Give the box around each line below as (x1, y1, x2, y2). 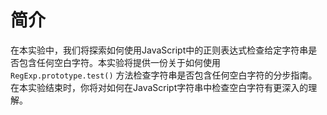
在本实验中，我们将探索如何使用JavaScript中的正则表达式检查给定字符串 (10, 44, 309, 56)
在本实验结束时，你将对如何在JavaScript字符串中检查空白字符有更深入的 (10, 81, 309, 93)
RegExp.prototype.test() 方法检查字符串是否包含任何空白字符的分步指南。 (10, 69, 318, 81)
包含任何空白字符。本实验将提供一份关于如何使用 (18, 56, 221, 68)
